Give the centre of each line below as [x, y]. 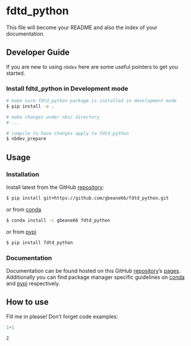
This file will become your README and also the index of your [82, 27]
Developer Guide [38, 53]
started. [16, 73]
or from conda [24, 209]
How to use [27, 302]
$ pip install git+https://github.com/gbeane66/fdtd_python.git [87, 198]
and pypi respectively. [33, 283]
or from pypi [21, 232]
